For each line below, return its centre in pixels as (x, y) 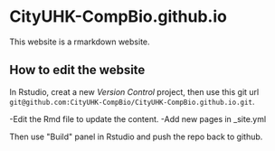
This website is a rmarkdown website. (80, 42)
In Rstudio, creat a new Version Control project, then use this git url (134, 91)
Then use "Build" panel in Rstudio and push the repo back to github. (136, 137)
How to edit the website (77, 70)
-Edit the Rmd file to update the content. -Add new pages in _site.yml (138, 118)
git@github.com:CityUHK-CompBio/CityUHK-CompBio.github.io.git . (132, 101)
